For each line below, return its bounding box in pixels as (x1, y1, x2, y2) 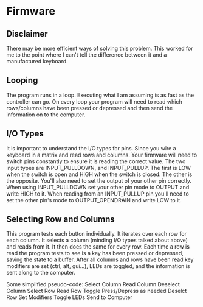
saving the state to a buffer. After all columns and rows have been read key (6, 256, 194, 263)
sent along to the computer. (6, 269, 76, 277)
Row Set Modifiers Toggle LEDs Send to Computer (6, 294, 132, 301)
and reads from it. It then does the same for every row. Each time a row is (6, 243, 190, 250)
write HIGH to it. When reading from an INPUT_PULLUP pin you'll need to (6, 190, 190, 197)
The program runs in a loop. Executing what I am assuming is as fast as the (6, 91, 194, 99)
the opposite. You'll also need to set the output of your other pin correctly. (6, 177, 191, 184)
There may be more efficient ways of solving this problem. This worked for (6, 44, 193, 52)
